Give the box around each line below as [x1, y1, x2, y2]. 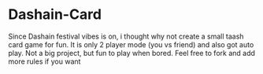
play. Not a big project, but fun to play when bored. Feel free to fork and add [8, 48, 256, 57]
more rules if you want [8, 57, 81, 66]
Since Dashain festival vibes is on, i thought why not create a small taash [8, 31, 244, 41]
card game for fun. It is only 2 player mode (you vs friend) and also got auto [8, 39, 254, 49]
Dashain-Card [8, 6, 102, 24]
